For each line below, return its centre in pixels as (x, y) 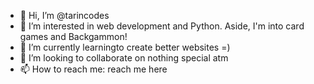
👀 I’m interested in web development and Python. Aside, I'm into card (162, 26)
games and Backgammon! (73, 36)
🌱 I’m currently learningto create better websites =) (125, 47)
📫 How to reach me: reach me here (93, 69)
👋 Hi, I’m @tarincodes (64, 15)
